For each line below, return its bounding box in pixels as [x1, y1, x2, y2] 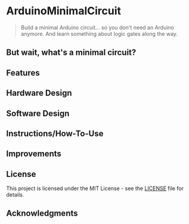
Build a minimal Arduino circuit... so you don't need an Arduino [20, 24, 175, 31]
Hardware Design [6, 88, 73, 98]
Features [6, 67, 40, 78]
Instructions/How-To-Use [6, 128, 104, 138]
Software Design [6, 108, 70, 119]
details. [6, 191, 24, 198]
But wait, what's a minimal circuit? [6, 48, 137, 58]
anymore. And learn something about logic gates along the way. [20, 30, 178, 37]
